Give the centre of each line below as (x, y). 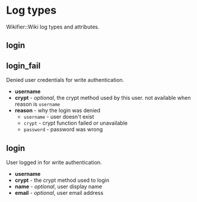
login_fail (23, 66)
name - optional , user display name (58, 186)
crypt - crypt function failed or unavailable (75, 123)
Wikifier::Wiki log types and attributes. (53, 27)
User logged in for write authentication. (54, 162)
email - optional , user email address (59, 192)
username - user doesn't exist (59, 117)
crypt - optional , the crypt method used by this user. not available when (103, 98)
